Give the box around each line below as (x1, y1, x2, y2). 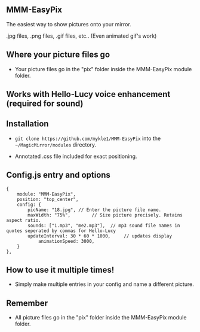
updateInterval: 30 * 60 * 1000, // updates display (27, 233, 172, 239)
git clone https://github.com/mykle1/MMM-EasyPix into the (14, 135, 161, 142)
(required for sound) (6, 99, 84, 109)
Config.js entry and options (6, 170, 110, 180)
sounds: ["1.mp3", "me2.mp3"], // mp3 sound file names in (27, 223, 180, 229)
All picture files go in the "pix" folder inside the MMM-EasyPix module (14, 314, 187, 321)
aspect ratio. (6, 217, 42, 223)
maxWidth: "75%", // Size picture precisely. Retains (27, 212, 183, 218)
